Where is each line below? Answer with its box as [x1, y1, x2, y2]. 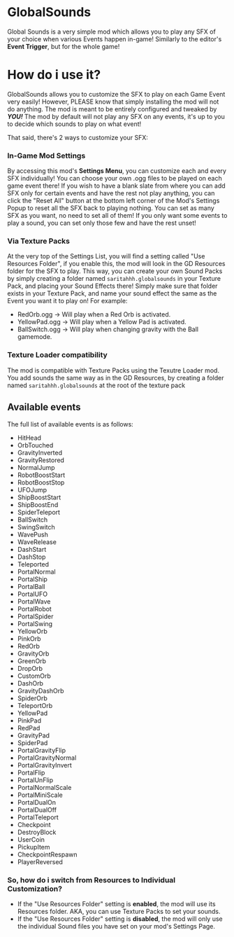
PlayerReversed [17, 857, 63, 866]
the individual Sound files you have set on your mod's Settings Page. [17, 922, 215, 930]
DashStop [17, 553, 46, 561]
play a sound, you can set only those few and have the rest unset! [7, 218, 197, 228]
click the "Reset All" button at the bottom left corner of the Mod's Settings [7, 197, 220, 205]
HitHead [17, 433, 42, 442]
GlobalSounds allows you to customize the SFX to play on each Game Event [7, 90, 226, 98]
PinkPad [17, 716, 42, 725]
